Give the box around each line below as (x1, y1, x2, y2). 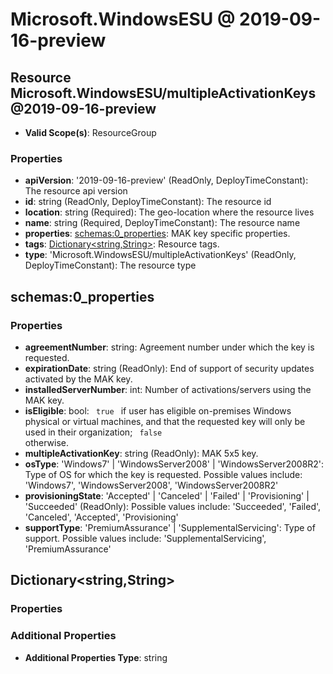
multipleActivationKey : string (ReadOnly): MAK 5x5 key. (24, 447, 259, 459)
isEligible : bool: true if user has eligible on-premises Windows (24, 404, 292, 417)
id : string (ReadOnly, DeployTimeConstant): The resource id (24, 196, 272, 208)
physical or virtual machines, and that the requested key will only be (24, 415, 306, 427)
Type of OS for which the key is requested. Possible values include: (24, 468, 303, 480)
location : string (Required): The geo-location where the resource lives (24, 206, 315, 218)
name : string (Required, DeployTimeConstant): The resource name (24, 217, 301, 229)
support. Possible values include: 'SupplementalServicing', (24, 532, 267, 544)
